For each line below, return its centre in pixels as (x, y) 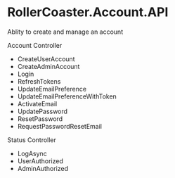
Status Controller (32, 140)
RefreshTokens (39, 81)
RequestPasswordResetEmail (59, 126)
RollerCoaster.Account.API (88, 12)
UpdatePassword (43, 111)
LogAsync (32, 153)
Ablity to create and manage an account (65, 32)
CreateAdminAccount (48, 66)
